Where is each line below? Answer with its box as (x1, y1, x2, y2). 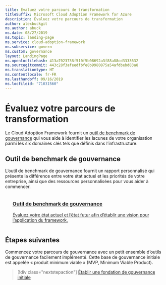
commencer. (5, 184, 31, 190)
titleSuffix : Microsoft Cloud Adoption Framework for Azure (5, 12, 132, 17)
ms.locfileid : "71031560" (5, 81, 58, 86)
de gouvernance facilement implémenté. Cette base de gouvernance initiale (5, 254, 160, 260)
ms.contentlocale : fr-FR (5, 72, 56, 77)
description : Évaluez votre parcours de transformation (5, 16, 123, 21)
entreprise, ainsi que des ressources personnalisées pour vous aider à (5, 179, 149, 185)
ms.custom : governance (5, 49, 52, 54)
